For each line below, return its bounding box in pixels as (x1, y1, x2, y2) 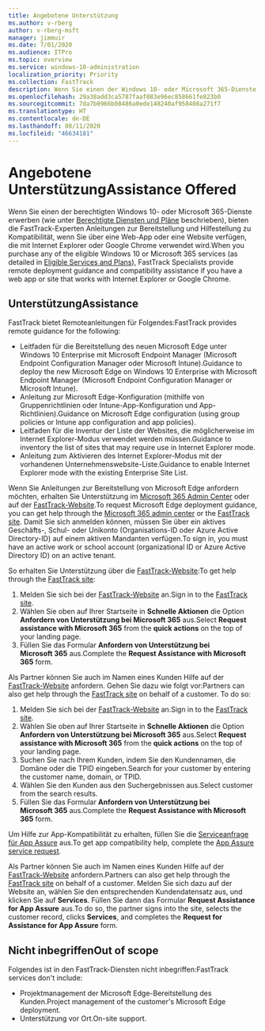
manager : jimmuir (8, 33, 66, 42)
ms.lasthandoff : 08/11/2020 (8, 122, 101, 130)
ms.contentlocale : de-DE (8, 115, 90, 123)
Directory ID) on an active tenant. (8, 551, 116, 560)
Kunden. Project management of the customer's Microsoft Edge (19, 997, 226, 1006)
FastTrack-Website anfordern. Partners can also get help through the (8, 870, 231, 880)
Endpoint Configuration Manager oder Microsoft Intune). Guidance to (19, 358, 243, 368)
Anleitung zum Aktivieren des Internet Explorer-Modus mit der (19, 451, 222, 460)
